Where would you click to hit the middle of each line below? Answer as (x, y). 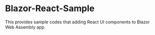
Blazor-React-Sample (50, 9)
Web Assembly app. (25, 27)
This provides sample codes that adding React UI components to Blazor (77, 22)
